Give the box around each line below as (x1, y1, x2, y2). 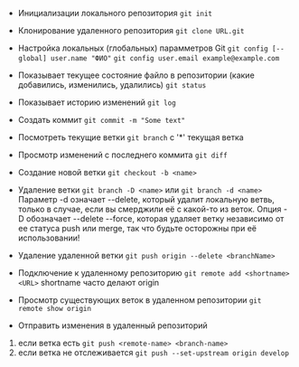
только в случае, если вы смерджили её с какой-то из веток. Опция (17, 203, 282, 214)
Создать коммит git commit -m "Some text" (17, 115, 186, 125)
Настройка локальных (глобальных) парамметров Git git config (17, 42, 268, 53)
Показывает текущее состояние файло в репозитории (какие (17, 70, 255, 80)
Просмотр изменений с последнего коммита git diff (17, 149, 228, 160)
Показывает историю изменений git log (17, 97, 176, 108)
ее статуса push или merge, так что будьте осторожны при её (17, 223, 257, 233)
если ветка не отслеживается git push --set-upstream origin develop (17, 347, 289, 358)
